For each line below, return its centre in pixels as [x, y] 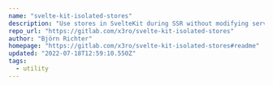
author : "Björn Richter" [50, 38]
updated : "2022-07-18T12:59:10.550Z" [72, 53]
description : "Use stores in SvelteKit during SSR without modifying [129, 23]
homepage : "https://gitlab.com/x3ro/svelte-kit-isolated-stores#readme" [134, 46]
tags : [17, 62]
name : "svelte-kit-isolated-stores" [70, 16]
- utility [32, 69]
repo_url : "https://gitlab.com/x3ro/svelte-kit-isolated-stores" [121, 31]
